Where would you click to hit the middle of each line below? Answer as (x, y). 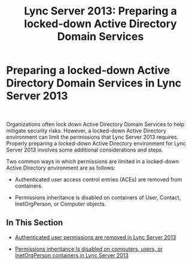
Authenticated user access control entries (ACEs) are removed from (98, 179)
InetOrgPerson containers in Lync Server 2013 (71, 255)
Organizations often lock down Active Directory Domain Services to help (95, 124)
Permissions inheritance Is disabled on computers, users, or (89, 249)
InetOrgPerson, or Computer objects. (60, 204)
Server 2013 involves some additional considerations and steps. (85, 150)
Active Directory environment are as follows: (61, 168)
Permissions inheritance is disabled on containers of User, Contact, (98, 197)
